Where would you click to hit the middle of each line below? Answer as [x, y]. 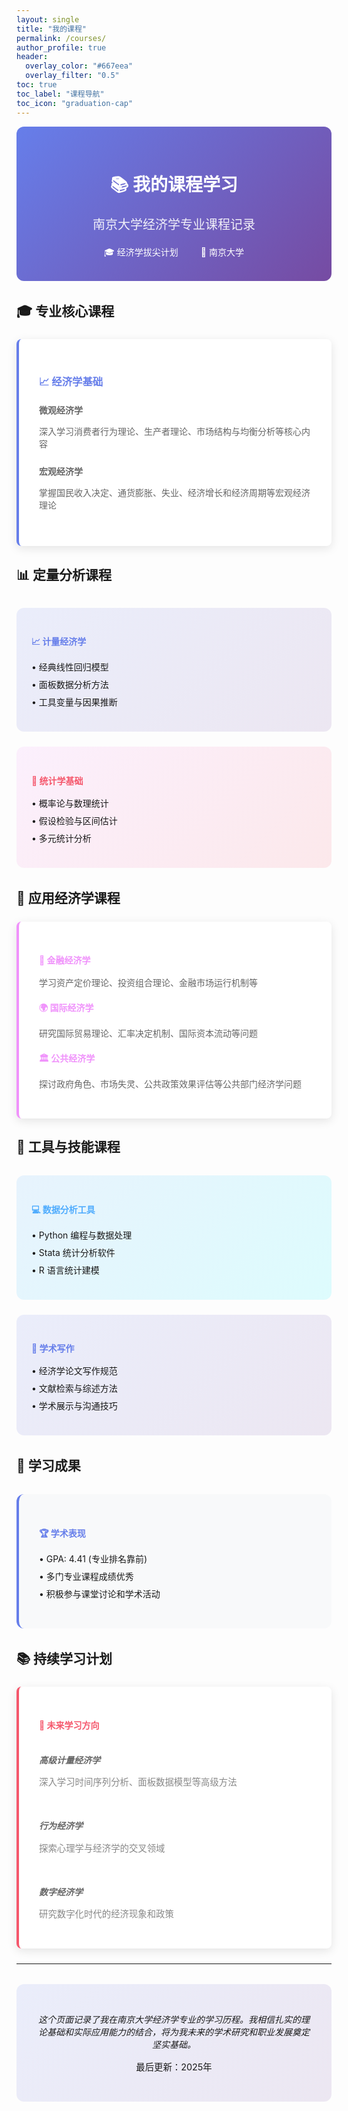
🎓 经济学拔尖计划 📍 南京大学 [174, 252]
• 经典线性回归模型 [70, 667]
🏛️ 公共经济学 [67, 1058]
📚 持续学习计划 [64, 1658]
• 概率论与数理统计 [70, 803]
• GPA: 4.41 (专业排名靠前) [93, 1558]
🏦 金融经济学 [65, 960]
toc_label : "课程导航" [60, 94]
